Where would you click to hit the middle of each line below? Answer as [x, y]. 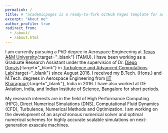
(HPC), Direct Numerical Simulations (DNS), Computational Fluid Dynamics [82, 104]
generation [16, 125]
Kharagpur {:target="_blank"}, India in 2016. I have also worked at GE [76, 83]
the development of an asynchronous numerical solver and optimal [74, 114]
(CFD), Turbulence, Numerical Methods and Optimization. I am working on [81, 109]
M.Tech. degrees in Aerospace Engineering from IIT [58, 78]
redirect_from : [21, 28]
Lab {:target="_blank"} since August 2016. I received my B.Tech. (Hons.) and [83, 73]
